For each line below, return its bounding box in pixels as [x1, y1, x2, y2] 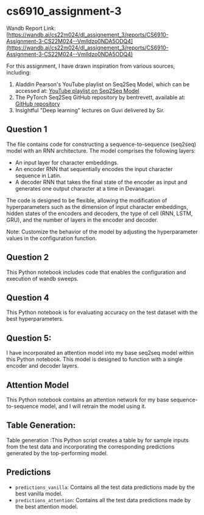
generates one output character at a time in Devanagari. [15, 184, 156, 192]
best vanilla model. [15, 490, 63, 497]
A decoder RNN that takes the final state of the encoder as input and [15, 178, 188, 186]
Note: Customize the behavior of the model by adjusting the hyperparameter [6, 228, 198, 235]
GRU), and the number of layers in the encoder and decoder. [6, 216, 158, 224]
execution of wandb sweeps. [6, 275, 79, 282]
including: [6, 68, 32, 76]
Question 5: [6, 333, 52, 343]
